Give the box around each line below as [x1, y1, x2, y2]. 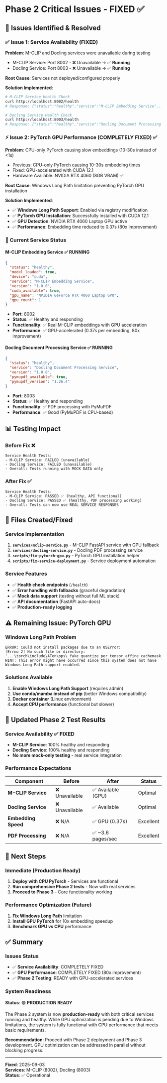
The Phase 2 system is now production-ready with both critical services [5, 1011, 154, 1017]
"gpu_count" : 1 [9, 297, 41, 302]
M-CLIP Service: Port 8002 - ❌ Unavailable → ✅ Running [12, 59, 130, 65]
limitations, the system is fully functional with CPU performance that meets [5, 1022, 158, 1028]
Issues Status [5, 953, 39, 960]
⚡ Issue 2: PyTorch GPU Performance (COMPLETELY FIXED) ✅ [5, 134, 158, 141]
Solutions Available [5, 674, 53, 681]
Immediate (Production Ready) [5, 867, 81, 874]
